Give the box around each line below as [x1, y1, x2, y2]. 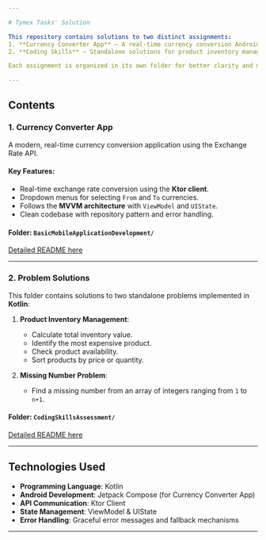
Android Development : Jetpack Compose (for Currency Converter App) [19, 489, 256, 500]
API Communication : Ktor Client [19, 498, 126, 507]
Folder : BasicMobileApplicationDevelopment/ [8, 228, 154, 237]
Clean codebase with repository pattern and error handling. [19, 209, 214, 219]
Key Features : [8, 167, 55, 176]
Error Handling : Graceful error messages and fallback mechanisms [19, 515, 239, 524]
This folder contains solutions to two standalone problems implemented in [8, 290, 249, 300]
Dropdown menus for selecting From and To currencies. [19, 193, 199, 202]
